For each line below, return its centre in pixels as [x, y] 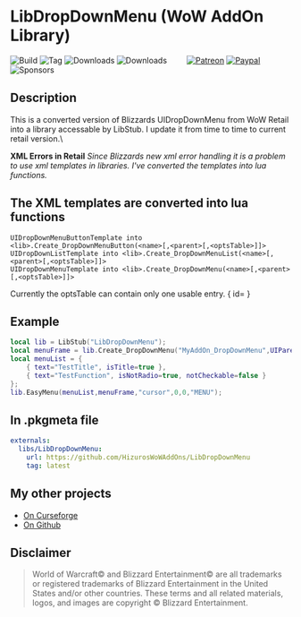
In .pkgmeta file [54, 420]
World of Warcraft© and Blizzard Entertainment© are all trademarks [157, 574]
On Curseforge [50, 515]
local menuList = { [46, 359]
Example [35, 321]
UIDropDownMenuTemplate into [64, 269]
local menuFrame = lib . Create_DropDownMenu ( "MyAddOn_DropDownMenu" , [140, 351]
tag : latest [48, 466]
